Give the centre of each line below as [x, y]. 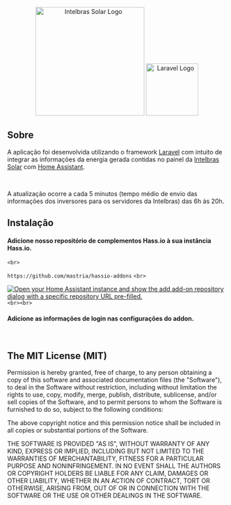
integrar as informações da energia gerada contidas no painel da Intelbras [113, 159]
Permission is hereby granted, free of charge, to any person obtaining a [110, 373]
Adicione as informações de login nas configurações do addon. [101, 319]
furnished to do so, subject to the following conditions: [85, 410]
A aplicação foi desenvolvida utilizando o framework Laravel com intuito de [115, 152]
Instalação [31, 223]
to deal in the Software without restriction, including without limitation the [112, 387]
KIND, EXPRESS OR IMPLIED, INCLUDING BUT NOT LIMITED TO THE [106, 451]
